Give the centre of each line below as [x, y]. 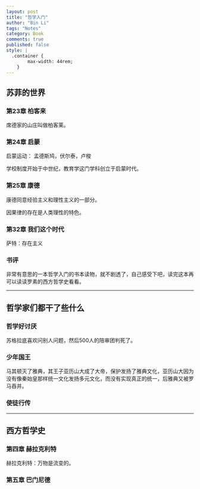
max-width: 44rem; [50, 61]
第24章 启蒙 [23, 142]
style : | [17, 51]
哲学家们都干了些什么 [45, 308]
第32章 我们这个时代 [35, 229]
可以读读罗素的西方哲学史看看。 [45, 282]
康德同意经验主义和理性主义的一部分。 [53, 199]
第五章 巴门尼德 [28, 480]
